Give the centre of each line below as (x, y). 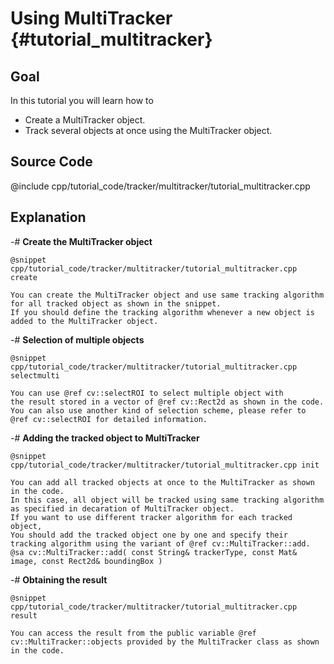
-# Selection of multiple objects (77, 339)
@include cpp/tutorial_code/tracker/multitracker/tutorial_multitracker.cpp (160, 186)
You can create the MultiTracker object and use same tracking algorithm (167, 295)
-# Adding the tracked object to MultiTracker (105, 438)
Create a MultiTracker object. (85, 120)
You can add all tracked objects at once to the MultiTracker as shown (162, 482)
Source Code (51, 162)
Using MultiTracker (91, 18)
